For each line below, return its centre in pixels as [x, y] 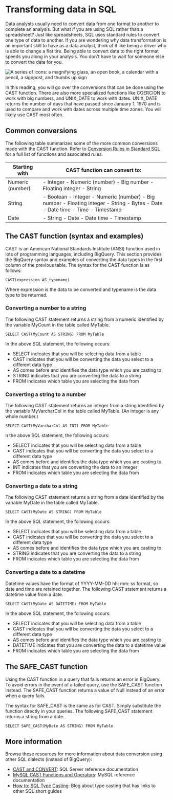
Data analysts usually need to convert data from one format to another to [82, 24]
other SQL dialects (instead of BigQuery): [49, 759]
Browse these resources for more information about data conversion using [84, 754]
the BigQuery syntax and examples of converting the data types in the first [84, 259]
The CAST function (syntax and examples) [74, 236]
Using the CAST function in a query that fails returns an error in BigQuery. [83, 679]
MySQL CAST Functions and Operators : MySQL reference [74, 775]
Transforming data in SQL [61, 10]
